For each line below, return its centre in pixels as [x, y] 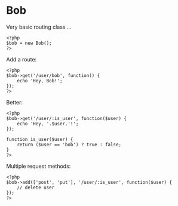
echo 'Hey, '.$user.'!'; [48, 124]
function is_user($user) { [40, 139]
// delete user [36, 187]
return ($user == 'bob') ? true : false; [69, 144]
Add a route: [22, 59]
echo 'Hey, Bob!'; [40, 81]
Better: [14, 102]
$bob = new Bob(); [29, 43]
